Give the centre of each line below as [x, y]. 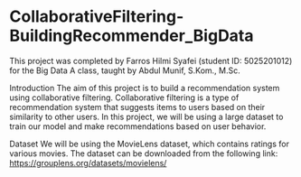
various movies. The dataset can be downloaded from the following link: [144, 153]
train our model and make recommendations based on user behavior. [138, 126]
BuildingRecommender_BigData [132, 36]
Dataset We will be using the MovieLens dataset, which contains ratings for [149, 144]
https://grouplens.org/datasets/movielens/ [88, 163]
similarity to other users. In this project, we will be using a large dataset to [146, 116]
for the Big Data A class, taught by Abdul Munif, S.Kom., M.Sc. [125, 70]
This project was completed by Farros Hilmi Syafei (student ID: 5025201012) [151, 61]
